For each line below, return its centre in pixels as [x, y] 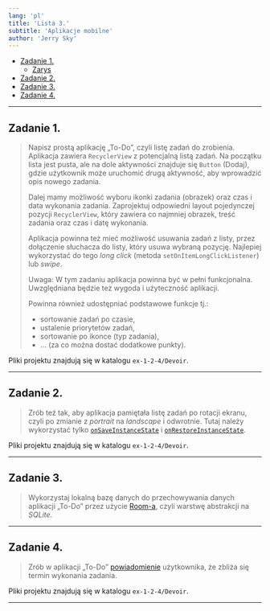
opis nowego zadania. [64, 182]
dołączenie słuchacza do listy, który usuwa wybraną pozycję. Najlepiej [145, 247]
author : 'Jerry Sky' [43, 38]
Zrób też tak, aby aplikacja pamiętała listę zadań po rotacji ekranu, [137, 412]
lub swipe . [45, 264]
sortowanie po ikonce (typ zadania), [99, 336]
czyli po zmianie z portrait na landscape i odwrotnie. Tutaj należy [136, 421]
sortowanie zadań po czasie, [88, 319]
